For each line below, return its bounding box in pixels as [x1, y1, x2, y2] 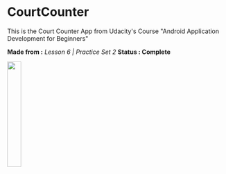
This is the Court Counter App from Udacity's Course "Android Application [7, 27, 220, 35]
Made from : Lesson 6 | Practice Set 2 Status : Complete [7, 48, 171, 56]
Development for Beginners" [7, 34, 89, 42]
